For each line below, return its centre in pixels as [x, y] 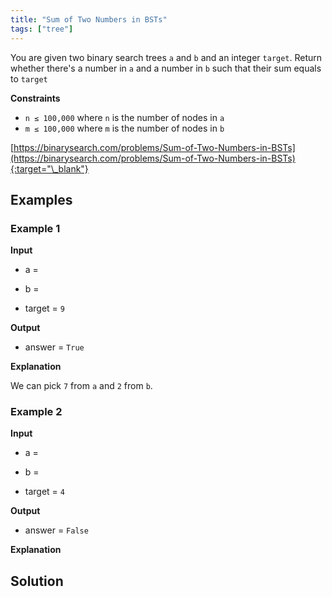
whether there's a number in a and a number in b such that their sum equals [166, 68]
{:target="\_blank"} [49, 168]
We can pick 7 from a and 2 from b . [81, 386]
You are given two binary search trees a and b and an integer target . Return [166, 57]
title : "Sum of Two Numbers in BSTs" [89, 19]
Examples [41, 199]
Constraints [35, 98]
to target [29, 78]
